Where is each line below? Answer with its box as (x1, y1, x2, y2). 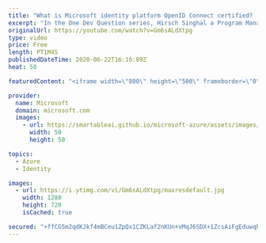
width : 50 (28, 128, 62, 137)
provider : (8, 92, 41, 100)
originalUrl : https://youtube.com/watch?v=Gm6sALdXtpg (8, 26, 193, 34)
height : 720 (22, 201, 62, 210)
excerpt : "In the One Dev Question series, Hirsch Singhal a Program (8, 19, 243, 27)
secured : (8, 222, 37, 230)
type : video (8, 33, 47, 42)
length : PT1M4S (8, 48, 59, 56)
